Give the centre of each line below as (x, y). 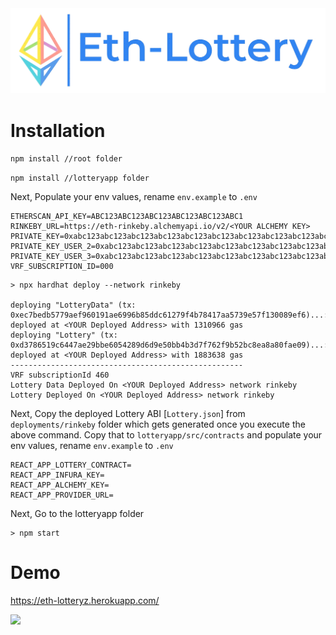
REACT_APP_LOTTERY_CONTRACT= (71, 465)
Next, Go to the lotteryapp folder (77, 514)
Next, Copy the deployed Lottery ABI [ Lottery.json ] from (128, 414)
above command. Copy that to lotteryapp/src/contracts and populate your (166, 435)
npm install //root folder (66, 159)
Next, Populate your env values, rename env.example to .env (134, 197)
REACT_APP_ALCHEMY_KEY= (60, 485)
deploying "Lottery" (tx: (64, 335)
